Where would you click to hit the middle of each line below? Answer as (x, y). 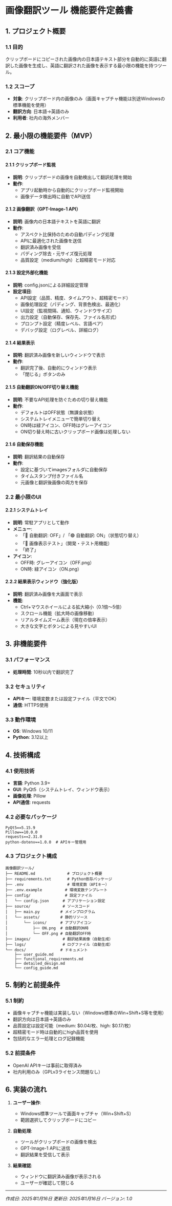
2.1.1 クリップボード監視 (31, 165)
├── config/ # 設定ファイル (49, 895)
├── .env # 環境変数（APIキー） (57, 884)
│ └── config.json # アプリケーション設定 (55, 901)
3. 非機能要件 (26, 644)
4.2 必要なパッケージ (31, 817)
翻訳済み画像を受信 (41, 247)
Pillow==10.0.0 (21, 832)
